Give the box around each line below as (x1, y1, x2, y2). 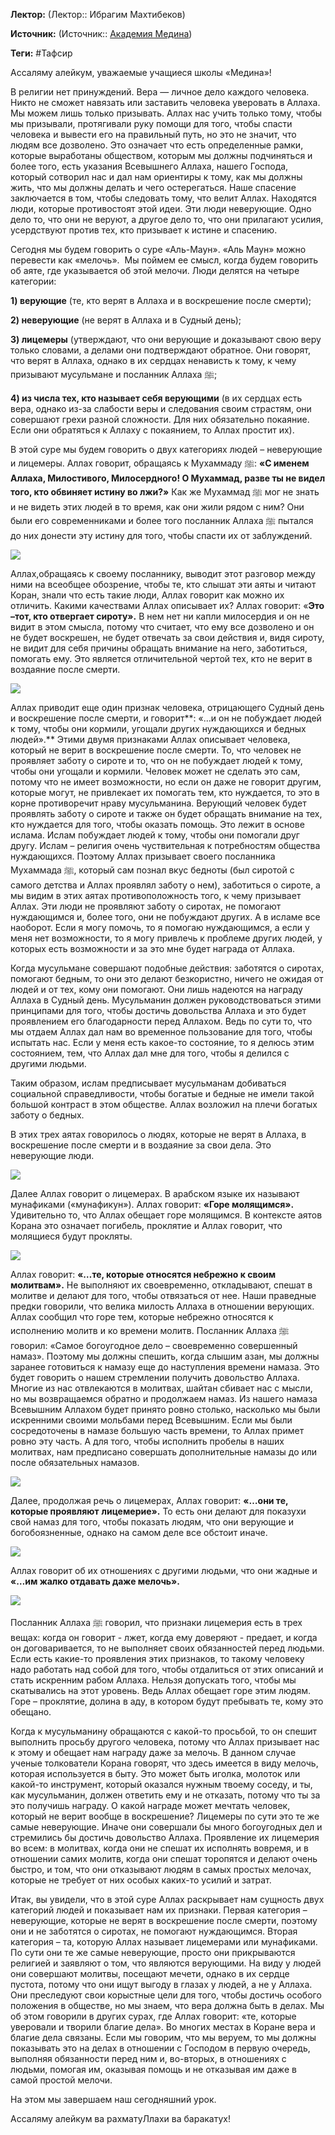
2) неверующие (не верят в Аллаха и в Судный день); (10, 314, 242, 326)
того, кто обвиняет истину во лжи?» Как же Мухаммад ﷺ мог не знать (10, 486, 320, 498)
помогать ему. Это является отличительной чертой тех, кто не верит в (10, 653, 313, 664)
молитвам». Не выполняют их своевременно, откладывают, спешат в (10, 1279, 313, 1291)
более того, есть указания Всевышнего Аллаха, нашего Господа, (10, 160, 289, 172)
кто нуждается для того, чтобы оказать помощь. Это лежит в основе (10, 819, 305, 830)
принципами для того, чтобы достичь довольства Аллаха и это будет (10, 1005, 307, 1016)
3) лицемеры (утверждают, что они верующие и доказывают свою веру (10, 334, 322, 345)
